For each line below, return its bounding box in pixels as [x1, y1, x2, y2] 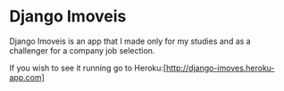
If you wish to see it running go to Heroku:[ [9, 62, 167, 73]
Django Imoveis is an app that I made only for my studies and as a [9, 36, 252, 46]
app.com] [9, 71, 45, 82]
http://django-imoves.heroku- [165, 62, 275, 73]
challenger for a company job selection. [9, 45, 155, 55]
